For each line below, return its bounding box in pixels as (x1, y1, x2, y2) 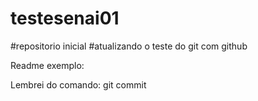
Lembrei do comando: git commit (10, 78, 147, 91)
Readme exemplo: (10, 59, 85, 71)
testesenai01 (10, 7, 120, 30)
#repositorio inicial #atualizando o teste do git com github (10, 40, 248, 52)
